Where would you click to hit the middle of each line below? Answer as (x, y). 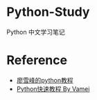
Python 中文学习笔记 (36, 32)
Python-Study (48, 12)
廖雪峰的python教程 (45, 80)
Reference (37, 60)
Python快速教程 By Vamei (53, 89)
